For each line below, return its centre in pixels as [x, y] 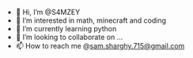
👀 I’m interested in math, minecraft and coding [91, 20]
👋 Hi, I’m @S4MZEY [48, 12]
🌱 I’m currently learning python [66, 29]
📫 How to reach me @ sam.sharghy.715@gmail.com [100, 46]
